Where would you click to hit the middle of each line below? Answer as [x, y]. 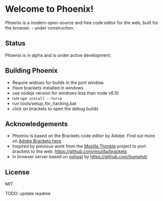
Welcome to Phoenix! [49, 9]
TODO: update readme [28, 194]
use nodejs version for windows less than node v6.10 [65, 93]
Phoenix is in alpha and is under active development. [58, 55]
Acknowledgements [36, 124]
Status [15, 43]
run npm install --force [37, 98]
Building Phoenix [31, 71]
